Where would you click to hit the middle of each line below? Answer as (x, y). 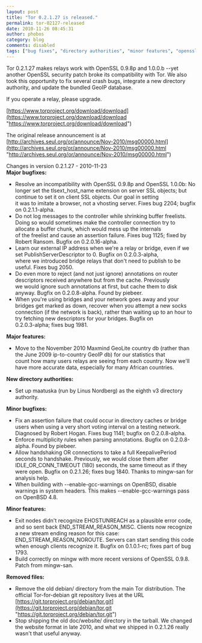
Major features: (26, 336)
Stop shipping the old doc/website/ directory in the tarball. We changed (103, 620)
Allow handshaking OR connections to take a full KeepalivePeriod (96, 452)
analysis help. (32, 478)
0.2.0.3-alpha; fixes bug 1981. (51, 325)
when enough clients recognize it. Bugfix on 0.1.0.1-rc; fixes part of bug (103, 546)
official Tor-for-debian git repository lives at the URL (79, 595)
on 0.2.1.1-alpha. (35, 210)
